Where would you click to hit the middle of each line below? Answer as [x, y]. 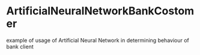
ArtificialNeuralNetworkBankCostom [100, 11]
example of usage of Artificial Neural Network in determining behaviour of [98, 40]
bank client [20, 47]
